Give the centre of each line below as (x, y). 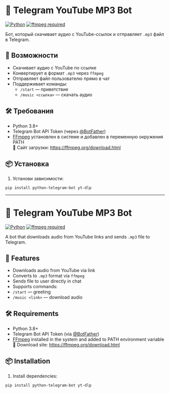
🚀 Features (23, 258)
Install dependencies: (35, 376)
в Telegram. (18, 40)
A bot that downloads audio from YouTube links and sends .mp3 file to (78, 237)
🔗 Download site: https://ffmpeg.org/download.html (66, 344)
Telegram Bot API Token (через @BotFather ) (59, 131)
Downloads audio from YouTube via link (54, 270)
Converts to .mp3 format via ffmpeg (49, 276)
